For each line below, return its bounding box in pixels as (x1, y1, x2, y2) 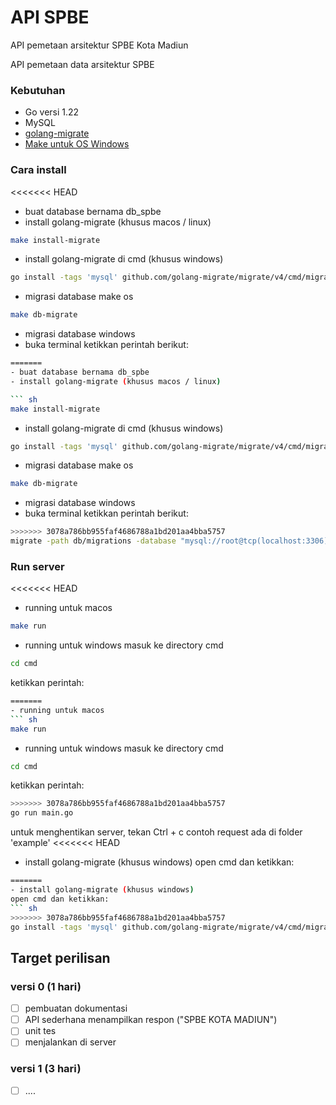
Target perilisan (10, 949, 111, 966)
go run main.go (10, 808, 74, 818)
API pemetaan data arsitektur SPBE (10, 58, 155, 70)
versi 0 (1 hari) (10, 979, 82, 993)
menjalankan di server (24, 1036, 117, 1048)
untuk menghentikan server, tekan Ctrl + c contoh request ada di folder (10, 826, 303, 838)
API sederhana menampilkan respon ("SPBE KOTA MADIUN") (24, 1014, 278, 1026)
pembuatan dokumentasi (24, 1002, 128, 1015)
